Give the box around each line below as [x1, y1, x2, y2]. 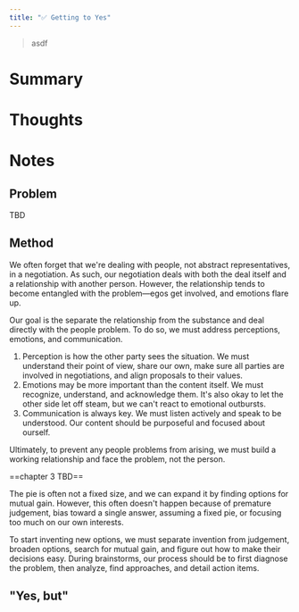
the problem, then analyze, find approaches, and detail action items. [9, 562, 260, 573]
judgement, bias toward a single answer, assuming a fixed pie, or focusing [9, 507, 282, 518]
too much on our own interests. [9, 516, 124, 527]
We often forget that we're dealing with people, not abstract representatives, [9, 259, 291, 270]
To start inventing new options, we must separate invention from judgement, [9, 533, 290, 545]
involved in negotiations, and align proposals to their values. [21, 370, 244, 381]
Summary [9, 69, 83, 89]
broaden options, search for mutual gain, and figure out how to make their [9, 543, 281, 554]
